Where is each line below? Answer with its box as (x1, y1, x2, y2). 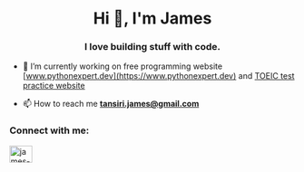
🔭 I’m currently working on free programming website (22, 61, 223, 72)
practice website (22, 81, 85, 91)
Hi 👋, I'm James (93, 8, 212, 29)
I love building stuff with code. (84, 41, 221, 53)
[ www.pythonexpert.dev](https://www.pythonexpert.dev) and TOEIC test (22, 71, 295, 81)
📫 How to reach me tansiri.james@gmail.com (22, 99, 200, 110)
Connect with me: (9, 124, 90, 137)
